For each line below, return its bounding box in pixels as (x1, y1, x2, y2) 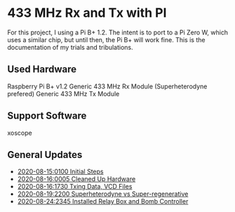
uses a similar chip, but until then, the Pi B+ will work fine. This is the (7, 35, 206, 44)
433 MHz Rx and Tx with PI (7, 5, 167, 21)
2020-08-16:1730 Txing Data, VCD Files (17, 183, 133, 191)
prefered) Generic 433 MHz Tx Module (7, 89, 120, 98)
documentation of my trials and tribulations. (7, 43, 133, 51)
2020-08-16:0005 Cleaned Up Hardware (17, 175, 136, 183)
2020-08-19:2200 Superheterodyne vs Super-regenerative (17, 190, 189, 198)
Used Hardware (7, 63, 77, 75)
